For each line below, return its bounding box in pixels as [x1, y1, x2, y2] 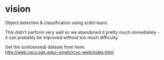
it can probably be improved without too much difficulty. [5, 34, 119, 40]
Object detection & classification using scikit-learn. [5, 20, 108, 26]
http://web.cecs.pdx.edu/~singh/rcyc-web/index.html [5, 49, 114, 55]
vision [5, 3, 31, 15]
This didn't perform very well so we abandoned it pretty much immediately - [5, 29, 160, 35]
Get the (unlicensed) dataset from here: [5, 44, 85, 50]
